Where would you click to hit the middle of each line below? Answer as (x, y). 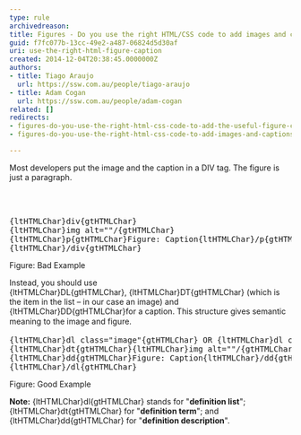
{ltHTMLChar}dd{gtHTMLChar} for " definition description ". (120, 420)
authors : (26, 68)
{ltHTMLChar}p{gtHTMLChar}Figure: (85, 239)
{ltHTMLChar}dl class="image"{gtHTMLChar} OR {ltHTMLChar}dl (146, 340)
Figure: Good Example (50, 384)
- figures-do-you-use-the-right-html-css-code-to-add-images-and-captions (152, 135)
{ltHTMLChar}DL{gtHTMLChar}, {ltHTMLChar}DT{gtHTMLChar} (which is (145, 291)
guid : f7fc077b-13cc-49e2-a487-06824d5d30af (94, 43)
